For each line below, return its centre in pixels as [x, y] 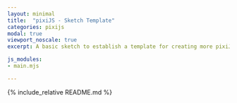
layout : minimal [31, 14]
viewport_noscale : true [42, 40]
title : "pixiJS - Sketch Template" [61, 20]
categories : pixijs [36, 27]
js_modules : [25, 60]
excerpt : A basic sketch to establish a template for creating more [110, 47]
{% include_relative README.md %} [60, 92]
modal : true [25, 34]
